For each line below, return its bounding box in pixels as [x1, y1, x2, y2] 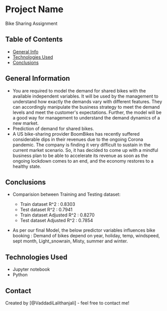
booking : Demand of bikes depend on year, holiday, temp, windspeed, [12, 233, 160, 239]
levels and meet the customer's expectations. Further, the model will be [12, 109, 162, 115]
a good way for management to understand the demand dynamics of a [12, 114, 160, 120]
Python [12, 272, 28, 278]
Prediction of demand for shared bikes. [12, 126, 95, 132]
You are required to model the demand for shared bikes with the [12, 87, 146, 94]
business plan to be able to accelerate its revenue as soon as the [12, 152, 148, 159]
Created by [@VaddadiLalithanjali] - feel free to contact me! [5, 300, 130, 306]
